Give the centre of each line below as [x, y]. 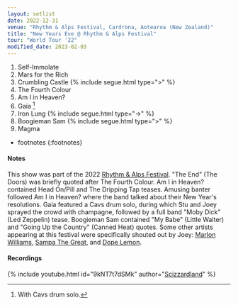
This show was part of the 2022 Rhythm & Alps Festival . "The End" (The [112, 174]
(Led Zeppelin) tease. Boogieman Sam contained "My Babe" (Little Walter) [116, 219]
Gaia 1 [26, 105]
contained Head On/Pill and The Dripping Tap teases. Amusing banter [109, 189]
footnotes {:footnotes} [50, 142]
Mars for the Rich [43, 74]
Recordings [25, 258]
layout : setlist [31, 14]
